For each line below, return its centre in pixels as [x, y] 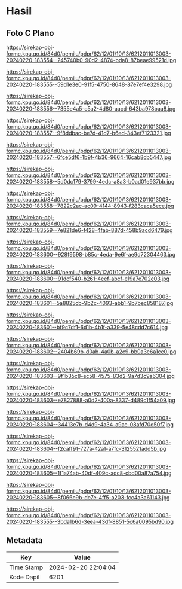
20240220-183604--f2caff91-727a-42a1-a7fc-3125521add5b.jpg [86, 449]
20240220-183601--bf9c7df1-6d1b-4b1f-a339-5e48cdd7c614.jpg [87, 327]
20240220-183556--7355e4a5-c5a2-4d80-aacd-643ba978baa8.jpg [91, 109]
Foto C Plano [30, 33]
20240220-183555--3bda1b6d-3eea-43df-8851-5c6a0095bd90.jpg [90, 522]
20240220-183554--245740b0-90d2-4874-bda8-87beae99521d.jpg [91, 60]
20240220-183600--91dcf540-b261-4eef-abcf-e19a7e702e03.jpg [88, 279]
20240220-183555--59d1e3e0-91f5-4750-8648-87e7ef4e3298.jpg [89, 84]
